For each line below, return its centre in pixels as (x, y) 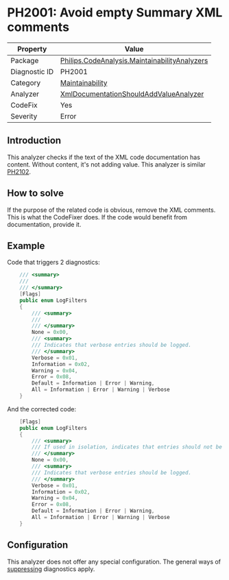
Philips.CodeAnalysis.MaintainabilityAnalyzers (134, 60)
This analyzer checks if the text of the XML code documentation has (104, 157)
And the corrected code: (42, 409)
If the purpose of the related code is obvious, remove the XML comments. (111, 210)
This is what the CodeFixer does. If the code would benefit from (97, 217)
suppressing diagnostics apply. (51, 569)
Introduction (34, 141)
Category (26, 82)
